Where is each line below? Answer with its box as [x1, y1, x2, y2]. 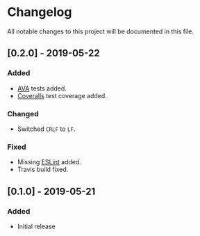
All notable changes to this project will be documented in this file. [7, 27, 194, 36]
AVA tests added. [17, 84, 67, 93]
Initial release [17, 222, 56, 230]
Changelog [7, 4, 72, 20]
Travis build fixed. [17, 165, 69, 174]
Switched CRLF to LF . [17, 125, 76, 133]
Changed [7, 109, 40, 118]
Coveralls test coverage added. [17, 91, 108, 100]
